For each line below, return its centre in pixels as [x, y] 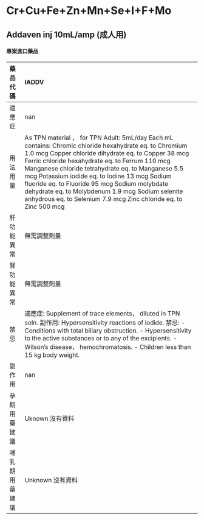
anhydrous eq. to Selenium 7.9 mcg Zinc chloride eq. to [104, 199]
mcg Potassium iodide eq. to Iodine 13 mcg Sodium [98, 176]
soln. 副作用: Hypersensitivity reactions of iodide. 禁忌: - [105, 322]
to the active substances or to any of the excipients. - [101, 338]
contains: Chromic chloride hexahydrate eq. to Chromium [106, 146]
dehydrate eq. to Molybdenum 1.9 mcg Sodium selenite [104, 191]
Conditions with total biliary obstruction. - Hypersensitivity [108, 331]
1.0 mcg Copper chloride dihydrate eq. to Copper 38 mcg [107, 153]
